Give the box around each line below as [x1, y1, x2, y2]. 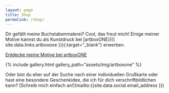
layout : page [5, 7, 33, 13]
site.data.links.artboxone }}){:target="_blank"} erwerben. [5, 42, 125, 48]
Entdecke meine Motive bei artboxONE [5, 52, 87, 58]
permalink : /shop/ [5, 17, 45, 22]
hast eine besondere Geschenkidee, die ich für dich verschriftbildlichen [5, 77, 156, 83]
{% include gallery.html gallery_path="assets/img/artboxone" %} [5, 62, 142, 68]
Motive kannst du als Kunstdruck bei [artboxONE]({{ [5, 36, 115, 42]
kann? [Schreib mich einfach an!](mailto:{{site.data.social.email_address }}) [5, 82, 164, 88]
